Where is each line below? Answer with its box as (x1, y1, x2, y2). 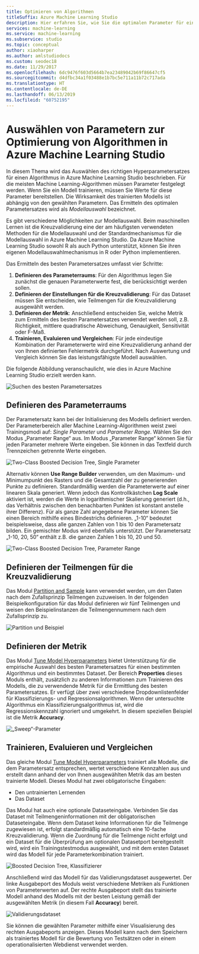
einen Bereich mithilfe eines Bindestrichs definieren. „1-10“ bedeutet (6, 514, 172, 522)
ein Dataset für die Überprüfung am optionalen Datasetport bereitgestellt (6, 838, 184, 845)
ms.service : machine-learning (6, 31, 81, 37)
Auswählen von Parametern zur (6, 122, 165, 136)
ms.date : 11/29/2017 (6, 64, 57, 70)
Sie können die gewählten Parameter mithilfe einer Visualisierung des (6, 922, 176, 929)
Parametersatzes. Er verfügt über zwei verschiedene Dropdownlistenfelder (6, 688, 189, 696)
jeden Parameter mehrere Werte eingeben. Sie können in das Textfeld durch (6, 441, 191, 448)
